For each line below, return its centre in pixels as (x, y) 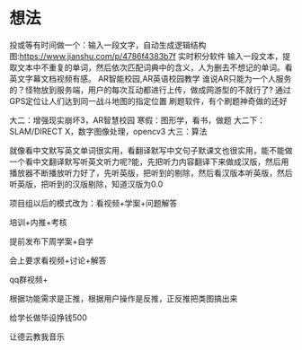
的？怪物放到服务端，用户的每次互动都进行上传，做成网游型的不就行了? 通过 (151, 90)
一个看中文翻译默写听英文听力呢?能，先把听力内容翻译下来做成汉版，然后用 (149, 162)
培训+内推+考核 (38, 222)
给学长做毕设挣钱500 (48, 317)
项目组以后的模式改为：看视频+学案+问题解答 (93, 203)
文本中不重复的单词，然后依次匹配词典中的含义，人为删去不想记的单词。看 (155, 67)
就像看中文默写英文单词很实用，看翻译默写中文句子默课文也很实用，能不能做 (151, 150)
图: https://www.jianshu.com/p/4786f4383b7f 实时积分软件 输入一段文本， (146, 56)
